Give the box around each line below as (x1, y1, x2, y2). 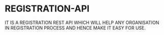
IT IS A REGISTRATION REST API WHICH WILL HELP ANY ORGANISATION (5, 19, 159, 25)
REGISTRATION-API (5, 3, 90, 14)
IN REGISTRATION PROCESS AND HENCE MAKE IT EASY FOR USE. (5, 24, 146, 30)
